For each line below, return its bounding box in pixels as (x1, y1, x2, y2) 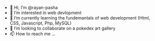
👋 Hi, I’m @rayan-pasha (9, 5, 58, 10)
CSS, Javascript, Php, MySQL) (9, 20, 72, 26)
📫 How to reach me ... (9, 31, 56, 37)
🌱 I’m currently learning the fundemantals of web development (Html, (9, 15, 151, 20)
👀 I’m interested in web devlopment (9, 10, 82, 16)
